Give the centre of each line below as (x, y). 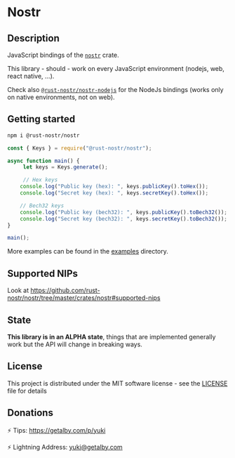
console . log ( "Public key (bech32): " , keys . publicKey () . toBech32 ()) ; (124, 212)
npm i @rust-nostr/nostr (43, 135)
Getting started (41, 119)
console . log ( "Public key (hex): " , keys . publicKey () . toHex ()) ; (114, 187)
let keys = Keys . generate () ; (66, 167)
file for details (27, 391)
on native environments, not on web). (61, 97)
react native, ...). (31, 76)
